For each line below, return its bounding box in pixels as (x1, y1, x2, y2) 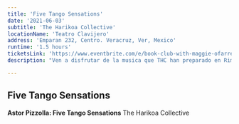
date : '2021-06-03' (7, 17, 65, 24)
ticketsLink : (7, 51, 46, 58)
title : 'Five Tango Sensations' (7, 10, 103, 18)
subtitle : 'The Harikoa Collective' (7, 24, 116, 31)
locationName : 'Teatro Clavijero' (7, 30, 110, 38)
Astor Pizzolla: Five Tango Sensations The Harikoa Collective (7, 108, 190, 117)
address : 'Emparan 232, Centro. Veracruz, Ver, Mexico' (7, 37, 176, 44)
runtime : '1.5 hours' (7, 43, 72, 51)
